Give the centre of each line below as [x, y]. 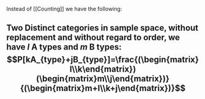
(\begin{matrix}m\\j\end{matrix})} [103, 79]
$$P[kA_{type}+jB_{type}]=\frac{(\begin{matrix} [103, 60]
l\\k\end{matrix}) [103, 69]
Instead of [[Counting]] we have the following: [64, 9]
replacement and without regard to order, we [93, 38]
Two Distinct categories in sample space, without [102, 28]
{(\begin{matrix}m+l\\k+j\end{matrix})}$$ [102, 88]
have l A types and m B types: [64, 47]
